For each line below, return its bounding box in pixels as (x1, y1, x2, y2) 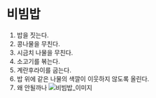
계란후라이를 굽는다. (16, 66, 71, 74)
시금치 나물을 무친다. (16, 48, 73, 57)
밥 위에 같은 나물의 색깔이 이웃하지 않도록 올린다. (16, 74, 150, 83)
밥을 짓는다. (16, 31, 50, 39)
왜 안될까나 (16, 83, 48, 92)
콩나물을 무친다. (16, 39, 60, 48)
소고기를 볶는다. (16, 57, 60, 65)
